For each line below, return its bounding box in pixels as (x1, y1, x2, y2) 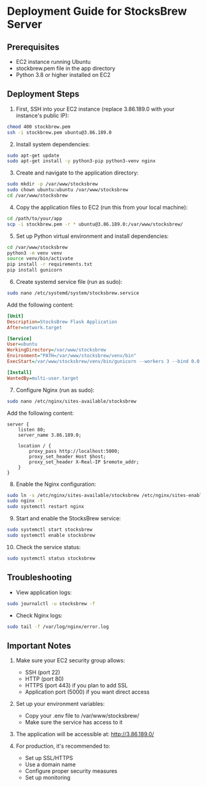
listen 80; (18, 426, 46, 433)
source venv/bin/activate (7, 256, 73, 262)
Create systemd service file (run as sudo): (15, 278, 122, 286)
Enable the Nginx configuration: (15, 480, 96, 488)
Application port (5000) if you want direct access (25, 688, 150, 695)
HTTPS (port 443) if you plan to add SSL (25, 682, 128, 689)
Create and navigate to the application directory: (15, 169, 139, 176)
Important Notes (7, 640, 71, 651)
